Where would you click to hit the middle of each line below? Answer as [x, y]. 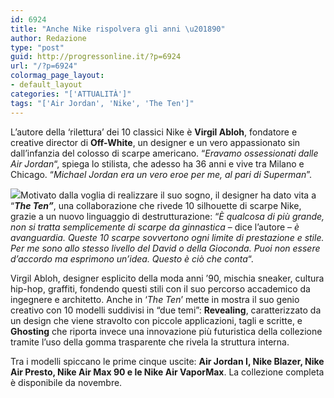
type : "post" [37, 47]
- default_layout [46, 85]
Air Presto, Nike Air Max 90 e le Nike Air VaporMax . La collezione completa [167, 372]
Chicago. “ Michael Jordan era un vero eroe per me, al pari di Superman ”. [161, 174]
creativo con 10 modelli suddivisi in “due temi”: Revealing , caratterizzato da [166, 310]
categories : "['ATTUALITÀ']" [71, 94]
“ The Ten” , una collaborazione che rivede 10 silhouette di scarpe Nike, [156, 205]
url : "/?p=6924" [44, 66]
